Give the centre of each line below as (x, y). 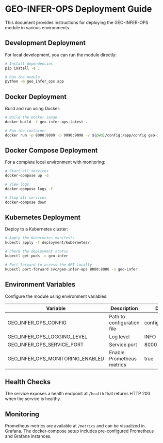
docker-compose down (26, 202)
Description (124, 308)
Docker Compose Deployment (51, 150)
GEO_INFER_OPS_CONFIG (37, 323)
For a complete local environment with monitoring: (55, 162)
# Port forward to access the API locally (49, 265)
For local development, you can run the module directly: (61, 55)
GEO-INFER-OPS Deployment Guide (79, 9)
